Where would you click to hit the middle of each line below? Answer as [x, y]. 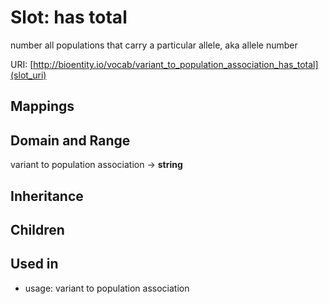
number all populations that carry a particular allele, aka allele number [154, 45]
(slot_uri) [28, 75]
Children [37, 229]
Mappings [42, 106]
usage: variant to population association [107, 288]
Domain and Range [70, 140]
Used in [34, 264]
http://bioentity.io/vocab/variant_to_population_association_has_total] [176, 64]
